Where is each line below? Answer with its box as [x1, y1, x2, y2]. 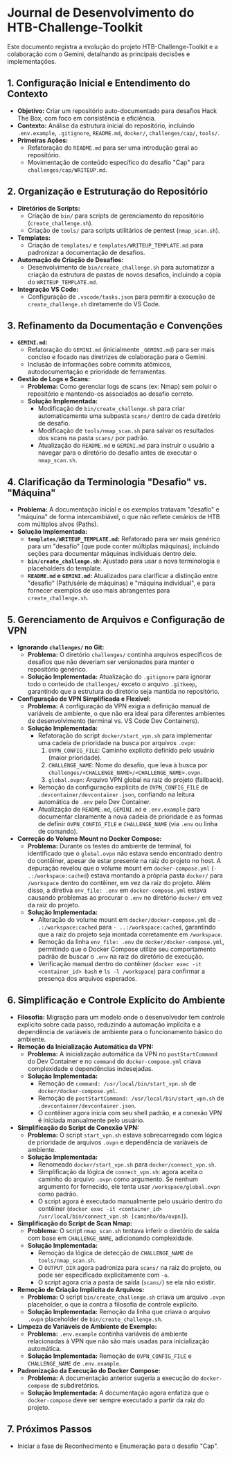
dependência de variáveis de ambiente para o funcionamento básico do [17, 1027, 223, 1036]
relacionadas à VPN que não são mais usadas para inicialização [27, 1336, 210, 1345]
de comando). [37, 827, 78, 835]
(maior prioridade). [48, 753, 102, 762]
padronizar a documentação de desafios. [27, 248, 145, 256]
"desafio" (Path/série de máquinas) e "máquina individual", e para [27, 579, 216, 587]
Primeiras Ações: [17, 136, 68, 144]
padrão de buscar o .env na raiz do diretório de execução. [37, 952, 204, 961]
